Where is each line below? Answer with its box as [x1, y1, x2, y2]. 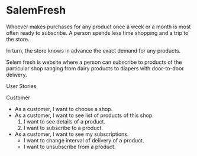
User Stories [6, 82, 37, 89]
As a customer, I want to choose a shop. [14, 105, 113, 112]
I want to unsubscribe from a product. [23, 143, 116, 150]
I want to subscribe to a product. [23, 124, 104, 131]
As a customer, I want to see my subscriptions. [14, 131, 129, 138]
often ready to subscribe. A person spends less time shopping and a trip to [6, 29, 189, 36]
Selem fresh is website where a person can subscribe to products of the [6, 58, 182, 66]
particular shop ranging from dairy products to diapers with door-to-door [6, 64, 185, 71]
